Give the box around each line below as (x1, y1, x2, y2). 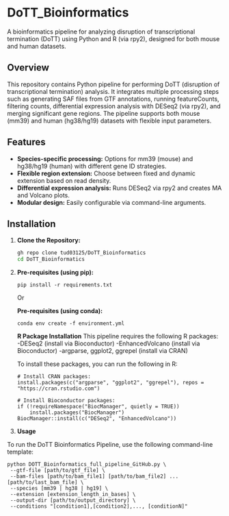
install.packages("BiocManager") (29, 409, 125, 416)
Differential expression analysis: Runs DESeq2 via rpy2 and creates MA (16, 184, 222, 192)
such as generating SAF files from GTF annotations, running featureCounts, (7, 95, 220, 103)
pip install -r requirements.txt (16, 282, 113, 288)
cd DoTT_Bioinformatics (16, 256, 85, 263)
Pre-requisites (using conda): (16, 307, 103, 315)
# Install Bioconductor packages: (16, 397, 116, 404)
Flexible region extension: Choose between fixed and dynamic (16, 169, 196, 177)
